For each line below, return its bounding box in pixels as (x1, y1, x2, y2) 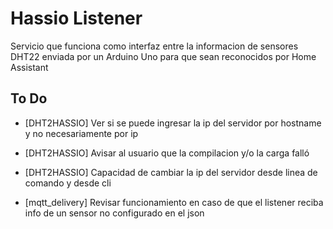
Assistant (10, 61, 49, 73)
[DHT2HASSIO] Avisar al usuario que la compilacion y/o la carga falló (24, 147, 310, 159)
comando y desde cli (24, 177, 112, 189)
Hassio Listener (10, 7, 143, 30)
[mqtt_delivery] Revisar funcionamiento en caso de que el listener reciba (24, 196, 324, 208)
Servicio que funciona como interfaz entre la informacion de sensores (10, 40, 299, 52)
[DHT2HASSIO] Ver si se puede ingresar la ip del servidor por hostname (24, 117, 322, 129)
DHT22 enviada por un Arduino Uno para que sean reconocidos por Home (10, 50, 317, 62)
